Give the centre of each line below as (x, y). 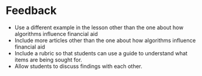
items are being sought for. (48, 60)
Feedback (31, 11)
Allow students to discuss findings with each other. (78, 66)
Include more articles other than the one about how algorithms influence (105, 40)
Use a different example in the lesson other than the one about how (99, 27)
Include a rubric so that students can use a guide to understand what (101, 53)
